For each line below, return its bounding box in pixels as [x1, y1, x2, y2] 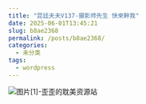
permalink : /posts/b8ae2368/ [8, 34, 105, 42]
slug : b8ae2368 [8, 26, 59, 34]
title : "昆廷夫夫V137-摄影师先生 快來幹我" [8, 11, 140, 20]
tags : [8, 57, 26, 65]
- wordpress [15, 64, 56, 72]
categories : [8, 42, 48, 50]
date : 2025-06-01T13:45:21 [8, 19, 98, 27]
